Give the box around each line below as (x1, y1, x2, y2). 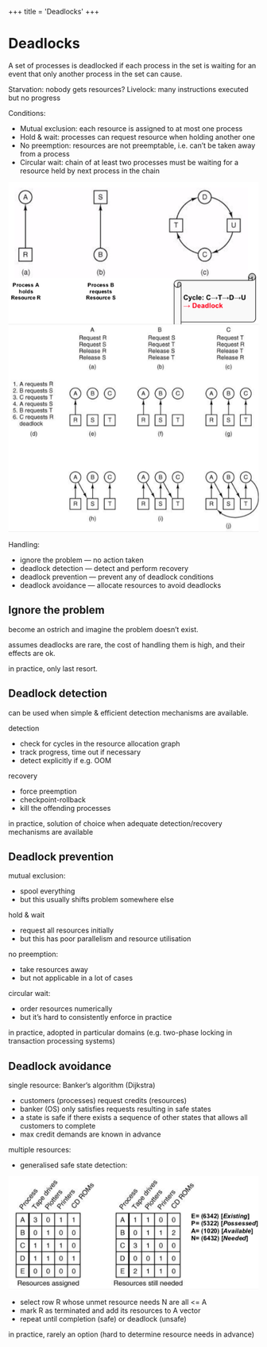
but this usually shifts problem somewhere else (19, 895, 175, 905)
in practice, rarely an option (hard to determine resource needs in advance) (8, 1330, 255, 1339)
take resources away (19, 965, 89, 975)
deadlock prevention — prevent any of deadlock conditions (19, 572, 215, 581)
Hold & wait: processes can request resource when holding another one (19, 132, 256, 141)
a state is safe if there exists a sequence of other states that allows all (19, 1113, 248, 1122)
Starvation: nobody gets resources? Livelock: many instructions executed (8, 84, 249, 94)
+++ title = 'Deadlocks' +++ (8, 7, 99, 16)
